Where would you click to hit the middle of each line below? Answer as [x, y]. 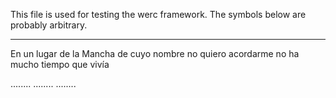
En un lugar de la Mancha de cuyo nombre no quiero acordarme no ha [155, 53]
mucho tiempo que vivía [60, 64]
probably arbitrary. [49, 25]
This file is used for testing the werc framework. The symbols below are [158, 14]
